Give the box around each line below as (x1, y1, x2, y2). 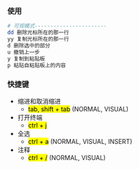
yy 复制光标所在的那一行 (7, 36, 69, 43)
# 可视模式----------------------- (7, 22, 107, 29)
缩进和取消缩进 (17, 97, 61, 105)
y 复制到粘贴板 (7, 55, 46, 62)
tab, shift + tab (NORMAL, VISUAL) (27, 104, 128, 113)
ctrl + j (27, 121, 47, 129)
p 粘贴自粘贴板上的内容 (7, 62, 67, 69)
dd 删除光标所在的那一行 (7, 29, 69, 36)
